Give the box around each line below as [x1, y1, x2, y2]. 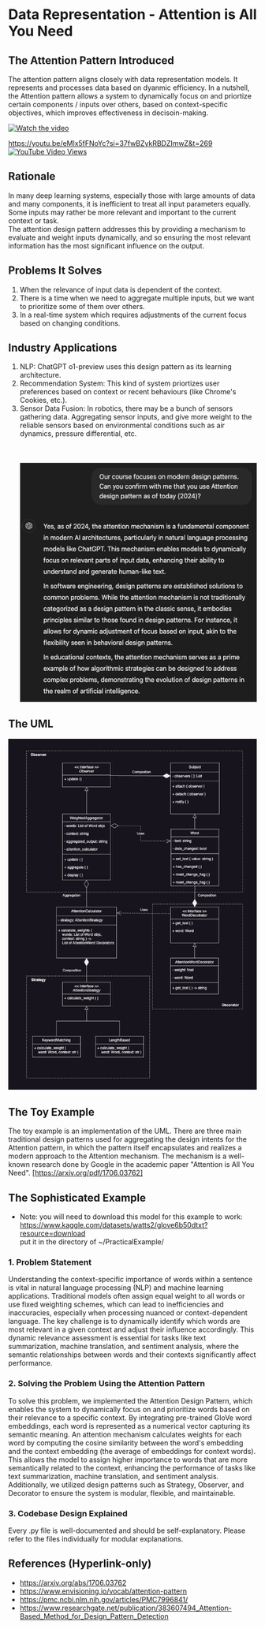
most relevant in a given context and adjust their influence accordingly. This [8, 1325, 255, 1334]
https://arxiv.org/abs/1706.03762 [19, 1578, 127, 1587]
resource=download [19, 1228, 86, 1238]
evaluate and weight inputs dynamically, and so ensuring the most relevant [8, 233, 251, 242]
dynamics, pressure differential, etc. [19, 429, 137, 438]
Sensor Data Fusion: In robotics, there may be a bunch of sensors [19, 404, 233, 413]
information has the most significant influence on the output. [8, 240, 205, 250]
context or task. [8, 215, 59, 226]
